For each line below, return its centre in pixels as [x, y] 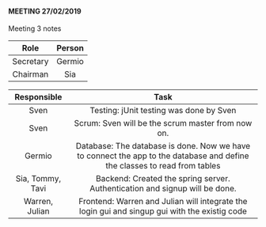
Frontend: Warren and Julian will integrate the [163, 202]
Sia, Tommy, [38, 179]
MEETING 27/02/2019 [45, 11]
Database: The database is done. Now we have [163, 146]
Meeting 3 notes [35, 28]
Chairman [30, 74]
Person [70, 48]
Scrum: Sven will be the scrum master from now [163, 123]
